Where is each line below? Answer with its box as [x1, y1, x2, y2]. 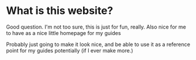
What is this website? [6, 4, 114, 17]
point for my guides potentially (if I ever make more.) [6, 47, 134, 54]
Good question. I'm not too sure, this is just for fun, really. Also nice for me [6, 23, 187, 30]
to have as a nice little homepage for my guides [6, 29, 121, 36]
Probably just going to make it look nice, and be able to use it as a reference [6, 41, 190, 48]
